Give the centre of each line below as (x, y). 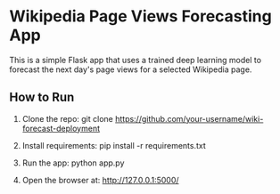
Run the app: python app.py (73, 163)
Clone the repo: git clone (67, 118)
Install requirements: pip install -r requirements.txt (114, 145)
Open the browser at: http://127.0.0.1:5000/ (101, 180)
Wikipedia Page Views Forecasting (140, 16)
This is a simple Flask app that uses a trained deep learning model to (135, 60)
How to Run (42, 97)
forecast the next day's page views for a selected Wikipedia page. (131, 69)
